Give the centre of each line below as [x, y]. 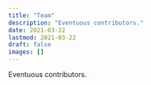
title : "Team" [32, 15]
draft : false [30, 45]
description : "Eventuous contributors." [76, 23]
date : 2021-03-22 [37, 30]
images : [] [26, 52]
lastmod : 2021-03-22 [43, 37]
